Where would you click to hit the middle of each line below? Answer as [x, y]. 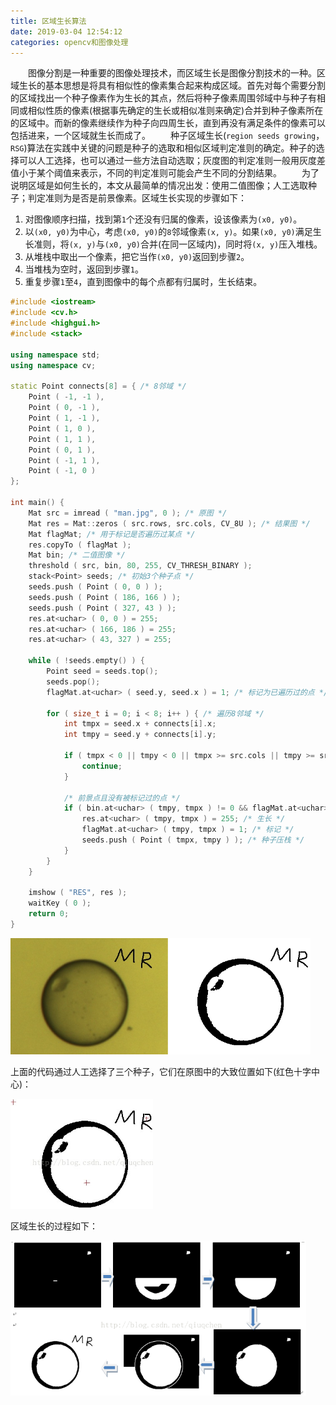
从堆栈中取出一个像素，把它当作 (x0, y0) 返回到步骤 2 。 [137, 257]
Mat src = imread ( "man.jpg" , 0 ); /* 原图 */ [128, 513]
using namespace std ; [55, 355]
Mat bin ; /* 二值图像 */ [77, 555]
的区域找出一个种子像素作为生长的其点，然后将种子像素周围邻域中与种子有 [163, 98]
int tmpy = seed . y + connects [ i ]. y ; [140, 735]
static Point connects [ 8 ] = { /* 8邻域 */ [98, 386]
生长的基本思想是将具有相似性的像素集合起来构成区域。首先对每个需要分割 [172, 86]
